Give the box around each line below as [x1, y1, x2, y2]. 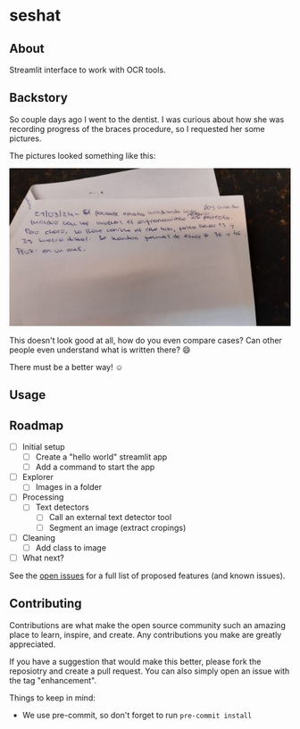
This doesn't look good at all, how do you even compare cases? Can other [9, 335, 283, 345]
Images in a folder [35, 482, 103, 493]
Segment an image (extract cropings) [48, 522, 187, 533]
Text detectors [35, 501, 89, 513]
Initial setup [21, 442, 65, 452]
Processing [21, 492, 64, 502]
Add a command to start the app [35, 461, 155, 473]
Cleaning [21, 532, 56, 543]
